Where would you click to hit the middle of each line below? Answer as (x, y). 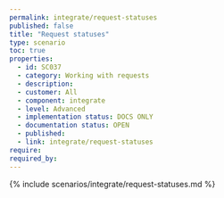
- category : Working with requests (83, 76)
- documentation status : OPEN (73, 126)
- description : (46, 84)
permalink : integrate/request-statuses (83, 17)
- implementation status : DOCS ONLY (85, 117)
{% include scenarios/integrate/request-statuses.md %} (112, 184)
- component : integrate (61, 100)
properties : (31, 59)
